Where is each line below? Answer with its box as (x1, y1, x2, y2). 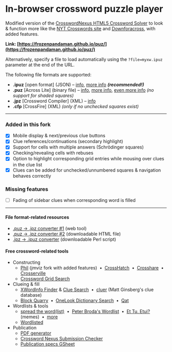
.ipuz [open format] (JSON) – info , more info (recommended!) (12, 81, 144, 88)
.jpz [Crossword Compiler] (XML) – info (12, 98, 96, 104)
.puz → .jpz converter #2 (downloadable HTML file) (12, 231, 121, 237)
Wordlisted (20, 319, 44, 325)
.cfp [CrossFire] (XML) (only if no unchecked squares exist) (12, 103, 139, 109)
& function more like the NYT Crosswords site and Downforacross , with (5, 25, 156, 31)
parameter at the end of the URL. (5, 61, 75, 68)
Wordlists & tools (12, 303, 49, 309)
